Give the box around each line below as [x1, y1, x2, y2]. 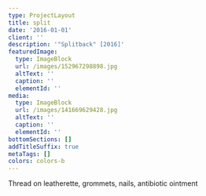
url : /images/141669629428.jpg [15, 107, 118, 114]
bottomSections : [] [8, 135, 72, 143]
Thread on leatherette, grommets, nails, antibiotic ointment [8, 179, 198, 188]
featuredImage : [8, 48, 58, 56]
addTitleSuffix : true [8, 143, 79, 151]
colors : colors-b [8, 158, 65, 165]
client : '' [8, 33, 44, 42]
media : [8, 92, 30, 100]
